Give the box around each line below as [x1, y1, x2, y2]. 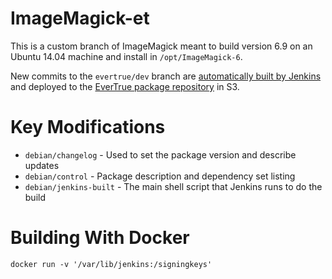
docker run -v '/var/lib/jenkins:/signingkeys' [10, 259, 213, 269]
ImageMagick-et [10, 7, 150, 30]
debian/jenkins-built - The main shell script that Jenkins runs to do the [24, 180, 323, 192]
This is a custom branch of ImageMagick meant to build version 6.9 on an [10, 40, 313, 52]
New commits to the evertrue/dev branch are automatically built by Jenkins [10, 70, 322, 82]
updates [24, 159, 60, 171]
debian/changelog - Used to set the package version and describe [24, 148, 297, 161]
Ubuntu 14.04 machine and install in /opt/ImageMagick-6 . [10, 50, 243, 62]
